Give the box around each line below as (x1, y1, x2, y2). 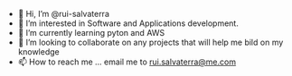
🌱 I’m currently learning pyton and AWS (17, 28, 165, 38)
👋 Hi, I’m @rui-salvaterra (17, 9, 110, 19)
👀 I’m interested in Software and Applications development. (17, 18, 240, 29)
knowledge (17, 46, 61, 57)
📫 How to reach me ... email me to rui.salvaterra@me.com (17, 56, 237, 67)
